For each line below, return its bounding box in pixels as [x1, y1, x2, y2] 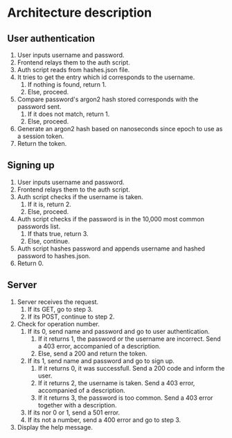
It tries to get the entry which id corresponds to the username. [17, 73, 195, 81]
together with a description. [37, 401, 117, 409]
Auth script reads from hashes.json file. [17, 66, 130, 74]
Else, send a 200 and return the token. [37, 349, 148, 357]
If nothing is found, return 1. [27, 81, 107, 88]
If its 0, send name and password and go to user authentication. [27, 327, 210, 335]
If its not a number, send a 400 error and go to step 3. [27, 415, 181, 424]
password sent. [17, 103, 62, 110]
